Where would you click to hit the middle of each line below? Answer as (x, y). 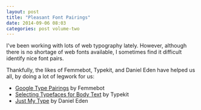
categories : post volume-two (43, 29)
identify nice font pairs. (35, 58)
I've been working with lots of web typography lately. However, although (97, 46)
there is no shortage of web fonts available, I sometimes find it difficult (94, 52)
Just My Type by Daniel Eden (51, 101)
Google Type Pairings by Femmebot (60, 88)
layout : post (23, 12)
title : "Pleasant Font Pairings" (48, 17)
